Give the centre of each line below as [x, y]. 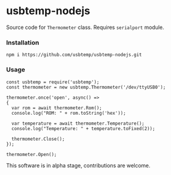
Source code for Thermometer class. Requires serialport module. [85, 27]
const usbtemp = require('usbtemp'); [53, 82]
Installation [23, 43]
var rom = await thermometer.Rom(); [57, 108]
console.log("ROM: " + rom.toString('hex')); [69, 113]
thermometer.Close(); [38, 139]
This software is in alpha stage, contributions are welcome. [78, 165]
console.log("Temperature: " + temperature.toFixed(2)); [83, 128]
